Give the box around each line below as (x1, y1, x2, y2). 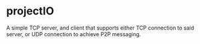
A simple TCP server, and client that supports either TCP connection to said (6, 24, 195, 31)
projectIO (6, 4, 54, 18)
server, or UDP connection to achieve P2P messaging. (6, 30, 141, 37)
